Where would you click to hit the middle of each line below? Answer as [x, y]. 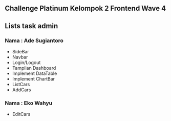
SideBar [20, 52]
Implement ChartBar [33, 79]
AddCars [22, 90]
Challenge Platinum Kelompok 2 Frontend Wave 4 [85, 8]
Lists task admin [31, 26]
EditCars [21, 114]
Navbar [20, 57]
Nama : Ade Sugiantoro [34, 41]
